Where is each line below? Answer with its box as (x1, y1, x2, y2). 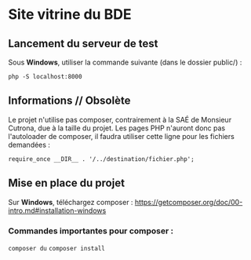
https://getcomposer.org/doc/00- (134, 197, 243, 207)
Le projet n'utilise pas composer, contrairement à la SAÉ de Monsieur (8, 115, 232, 124)
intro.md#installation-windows (8, 206, 107, 215)
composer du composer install (8, 244, 106, 252)
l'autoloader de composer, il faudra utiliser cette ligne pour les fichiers (8, 131, 235, 141)
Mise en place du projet (8, 177, 125, 190)
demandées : (8, 140, 51, 149)
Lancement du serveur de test (8, 37, 158, 50)
